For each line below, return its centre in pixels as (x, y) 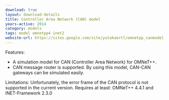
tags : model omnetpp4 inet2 (35, 33)
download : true (21, 10)
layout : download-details (32, 15)
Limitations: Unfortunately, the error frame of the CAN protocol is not (77, 82)
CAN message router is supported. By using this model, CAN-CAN (81, 67)
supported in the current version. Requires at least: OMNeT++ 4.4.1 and (79, 87)
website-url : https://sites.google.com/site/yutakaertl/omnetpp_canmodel (85, 38)
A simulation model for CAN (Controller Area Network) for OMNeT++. (85, 62)
